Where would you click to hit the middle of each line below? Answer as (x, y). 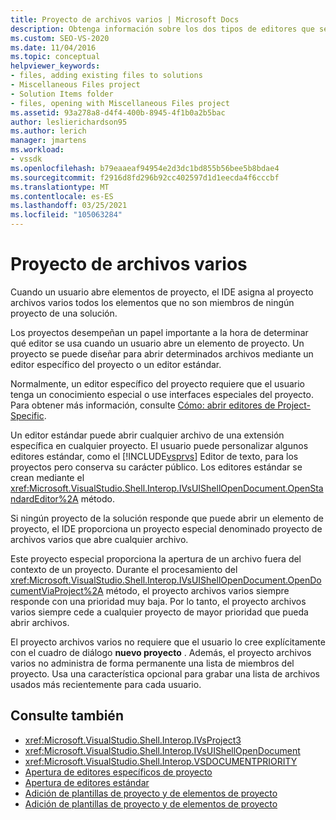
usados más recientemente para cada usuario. (106, 684)
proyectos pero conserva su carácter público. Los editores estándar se (156, 467)
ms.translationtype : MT (60, 187)
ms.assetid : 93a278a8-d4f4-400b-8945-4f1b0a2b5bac (118, 112)
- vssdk (26, 159)
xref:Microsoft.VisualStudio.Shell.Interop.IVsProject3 (133, 740)
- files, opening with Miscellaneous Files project (120, 103)
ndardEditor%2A (44, 498)
